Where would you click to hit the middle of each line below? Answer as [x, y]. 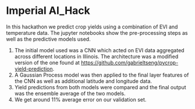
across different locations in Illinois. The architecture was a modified [96, 56]
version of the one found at [47, 63]
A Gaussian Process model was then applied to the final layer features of [102, 75]
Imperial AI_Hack [48, 11]
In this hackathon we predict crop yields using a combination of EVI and [92, 27]
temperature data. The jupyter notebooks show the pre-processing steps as [97, 32]
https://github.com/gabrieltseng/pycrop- [130, 63]
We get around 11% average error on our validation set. [80, 99]
